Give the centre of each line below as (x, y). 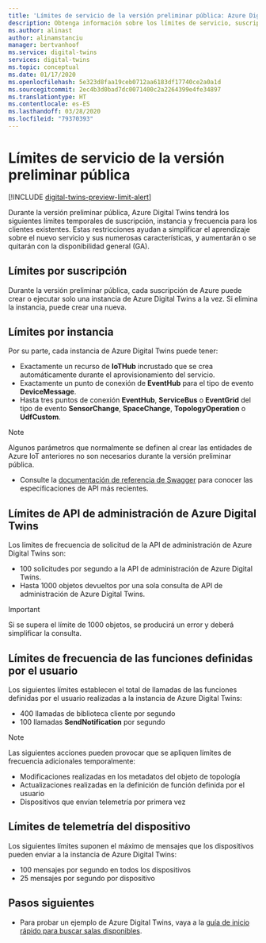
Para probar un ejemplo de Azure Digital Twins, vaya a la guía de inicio (135, 922)
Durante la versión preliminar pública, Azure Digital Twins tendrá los (119, 212)
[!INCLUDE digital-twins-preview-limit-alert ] (80, 197)
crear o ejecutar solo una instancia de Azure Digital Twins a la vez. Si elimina (133, 298)
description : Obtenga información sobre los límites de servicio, (120, 23)
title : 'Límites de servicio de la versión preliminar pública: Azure (127, 15)
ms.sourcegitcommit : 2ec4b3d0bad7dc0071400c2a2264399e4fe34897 (115, 89)
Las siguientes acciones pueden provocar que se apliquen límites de (120, 753)
